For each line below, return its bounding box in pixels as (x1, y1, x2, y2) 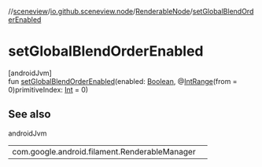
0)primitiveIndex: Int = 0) (8, 85, 89, 94)
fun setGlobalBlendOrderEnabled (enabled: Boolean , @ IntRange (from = (8, 76, 238, 85)
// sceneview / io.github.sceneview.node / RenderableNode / (8, 7, 193, 16)
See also (8, 107, 51, 121)
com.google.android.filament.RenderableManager (12, 146, 196, 157)
